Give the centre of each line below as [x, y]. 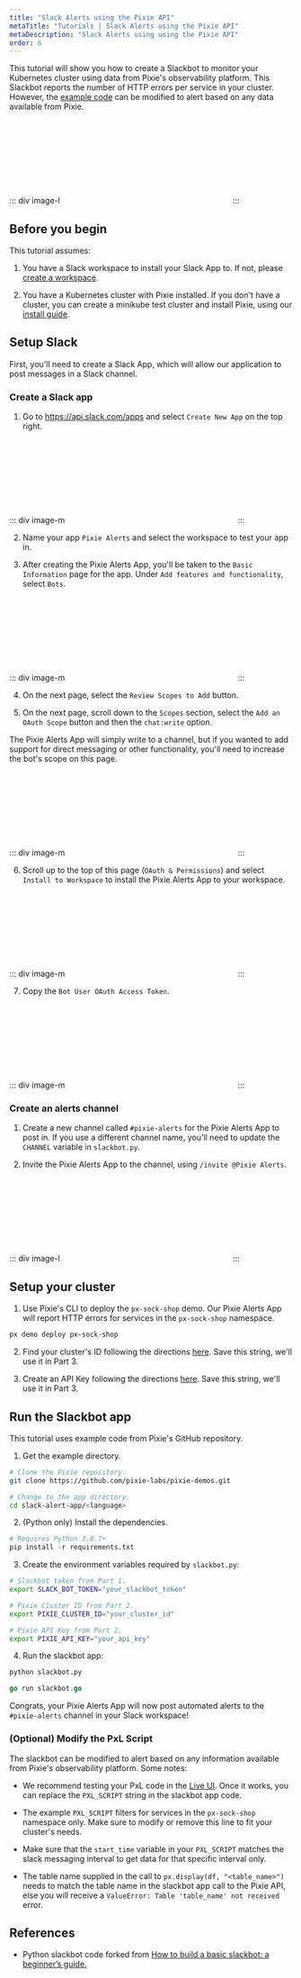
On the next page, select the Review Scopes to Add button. [130, 695]
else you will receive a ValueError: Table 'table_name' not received [151, 1895]
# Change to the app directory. [70, 1497]
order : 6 [26, 43]
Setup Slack [44, 343]
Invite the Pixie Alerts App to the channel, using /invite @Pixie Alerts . [155, 1165]
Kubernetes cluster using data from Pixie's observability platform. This [140, 78]
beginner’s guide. [54, 1964]
